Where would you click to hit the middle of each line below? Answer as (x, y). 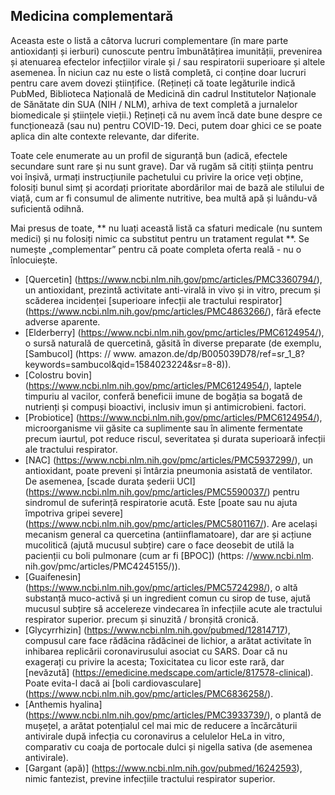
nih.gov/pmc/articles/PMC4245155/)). (102, 566)
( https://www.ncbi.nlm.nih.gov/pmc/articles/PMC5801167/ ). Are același (171, 523)
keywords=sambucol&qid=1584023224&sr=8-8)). (128, 364)
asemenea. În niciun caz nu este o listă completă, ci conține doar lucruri (158, 72)
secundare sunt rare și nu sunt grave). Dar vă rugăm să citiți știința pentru (162, 166)
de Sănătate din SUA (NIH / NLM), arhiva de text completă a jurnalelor (154, 104)
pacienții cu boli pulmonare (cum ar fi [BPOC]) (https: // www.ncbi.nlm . (169, 555)
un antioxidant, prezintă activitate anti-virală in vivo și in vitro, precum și (172, 290)
